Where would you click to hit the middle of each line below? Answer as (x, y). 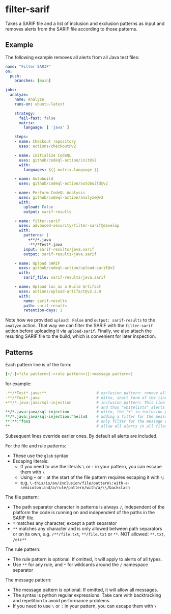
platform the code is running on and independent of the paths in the (84, 512)
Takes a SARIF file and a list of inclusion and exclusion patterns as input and (85, 23)
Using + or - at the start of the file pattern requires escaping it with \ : (92, 477)
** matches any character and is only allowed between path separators (87, 528)
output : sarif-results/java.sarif (60, 254)
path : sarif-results (45, 306)
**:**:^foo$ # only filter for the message (84, 421)
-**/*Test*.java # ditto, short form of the (81, 398)
